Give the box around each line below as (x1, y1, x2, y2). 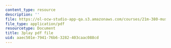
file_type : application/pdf (5, 21, 65, 26)
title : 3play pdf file (5, 30, 53, 35)
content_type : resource (5, 7, 56, 12)
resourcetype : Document (5, 26, 56, 31)
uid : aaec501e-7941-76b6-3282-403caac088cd (5, 35, 99, 40)
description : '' (5, 12, 40, 17)
